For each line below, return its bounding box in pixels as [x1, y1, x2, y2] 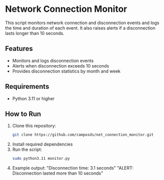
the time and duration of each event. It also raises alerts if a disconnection [5, 25, 156, 31]
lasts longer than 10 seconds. [5, 30, 65, 36]
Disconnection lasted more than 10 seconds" [12, 170, 103, 176]
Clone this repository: [12, 123, 56, 129]
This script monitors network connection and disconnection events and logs [5, 20, 160, 26]
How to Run [5, 109, 41, 118]
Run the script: [12, 146, 42, 152]
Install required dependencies [12, 142, 73, 147]
